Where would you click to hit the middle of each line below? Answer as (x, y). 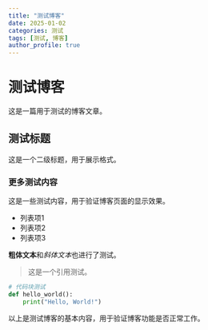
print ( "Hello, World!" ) (62, 302)
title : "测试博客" (37, 16)
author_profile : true (44, 46)
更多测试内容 (33, 182)
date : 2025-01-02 (37, 23)
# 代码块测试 (27, 287)
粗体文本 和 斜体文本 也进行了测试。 (64, 255)
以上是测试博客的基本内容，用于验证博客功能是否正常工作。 (106, 318)
